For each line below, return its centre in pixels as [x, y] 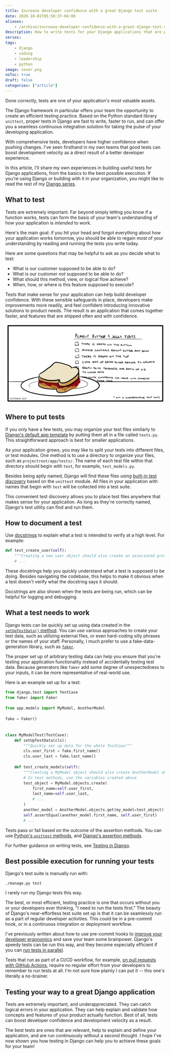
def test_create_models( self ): [47, 767]
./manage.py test [24, 883]
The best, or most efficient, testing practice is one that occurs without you [82, 902]
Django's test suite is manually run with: [47, 874]
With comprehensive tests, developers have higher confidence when [77, 141]
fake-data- [144, 641]
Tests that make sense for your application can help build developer [76, 294]
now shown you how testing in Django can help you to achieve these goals [83, 1041]
